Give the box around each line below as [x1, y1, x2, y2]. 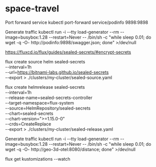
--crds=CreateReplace [5, 121, 52, 127]
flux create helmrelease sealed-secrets [5, 84, 85, 90]
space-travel [5, 3, 59, 14]
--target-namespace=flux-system [5, 100, 74, 106]
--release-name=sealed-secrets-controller [5, 95, 93, 101]
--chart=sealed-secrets [5, 110, 53, 116]
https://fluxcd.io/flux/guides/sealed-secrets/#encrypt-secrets [5, 49, 131, 55]
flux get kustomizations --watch [5, 156, 71, 162]
